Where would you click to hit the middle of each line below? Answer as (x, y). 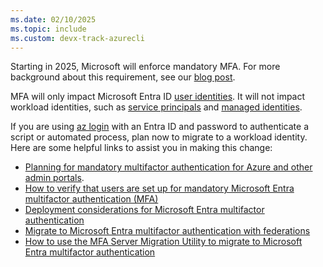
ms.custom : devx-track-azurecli (77, 38)
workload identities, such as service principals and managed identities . (156, 107)
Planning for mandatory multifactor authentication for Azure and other (168, 167)
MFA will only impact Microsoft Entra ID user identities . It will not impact (158, 97)
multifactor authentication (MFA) (91, 199)
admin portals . (54, 178)
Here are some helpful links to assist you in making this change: (141, 148)
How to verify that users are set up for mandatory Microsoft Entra (159, 188)
